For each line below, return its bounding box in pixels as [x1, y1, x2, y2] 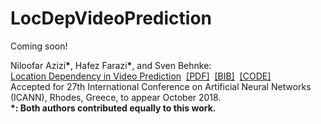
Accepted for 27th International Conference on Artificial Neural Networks [10, 80, 312, 92]
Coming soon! [10, 40, 68, 52]
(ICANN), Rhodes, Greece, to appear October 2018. [10, 91, 222, 103]
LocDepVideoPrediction [10, 7, 213, 30]
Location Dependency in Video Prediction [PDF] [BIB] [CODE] [10, 70, 272, 82]
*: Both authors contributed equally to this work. [10, 102, 217, 114]
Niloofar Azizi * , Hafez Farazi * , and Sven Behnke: [10, 59, 212, 71]
